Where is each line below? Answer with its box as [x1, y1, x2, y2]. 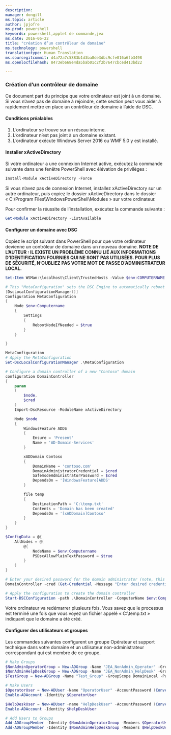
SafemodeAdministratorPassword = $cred [32, 473, 117, 478]
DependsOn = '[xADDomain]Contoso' [32, 511, 106, 516]
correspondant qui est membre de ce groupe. [5, 650, 101, 656]
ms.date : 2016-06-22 [5, 36, 49, 41]
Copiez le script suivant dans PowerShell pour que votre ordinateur [5, 238, 146, 244]
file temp [23, 492, 44, 497]
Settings [23, 313, 42, 318]
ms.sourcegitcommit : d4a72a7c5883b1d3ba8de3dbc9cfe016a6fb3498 [5, 55, 142, 60]
